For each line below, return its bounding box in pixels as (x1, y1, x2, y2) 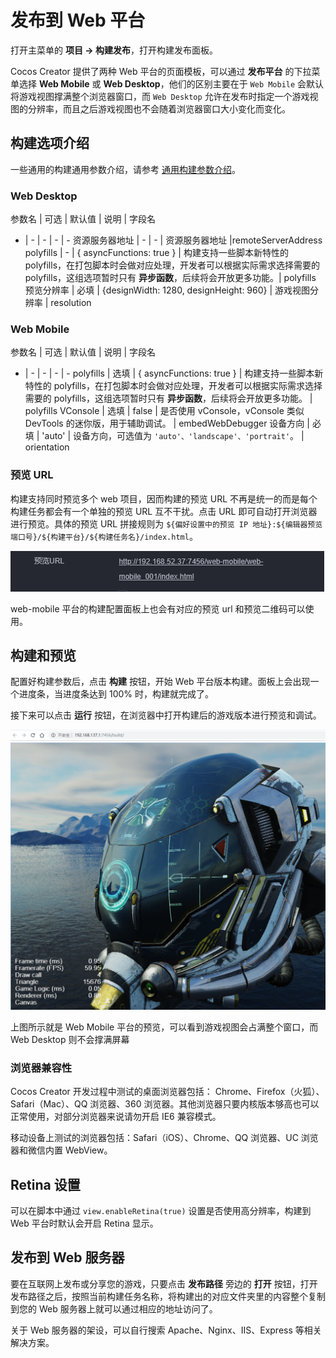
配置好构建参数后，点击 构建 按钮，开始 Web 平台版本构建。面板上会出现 (10, 676, 311, 688)
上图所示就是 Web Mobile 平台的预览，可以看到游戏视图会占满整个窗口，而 (10, 1021, 319, 1033)
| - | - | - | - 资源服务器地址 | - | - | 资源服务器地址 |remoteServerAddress (24, 234, 323, 246)
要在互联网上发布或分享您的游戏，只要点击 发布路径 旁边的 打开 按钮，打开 (10, 1277, 318, 1290)
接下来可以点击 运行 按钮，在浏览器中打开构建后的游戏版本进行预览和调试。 (10, 709, 322, 721)
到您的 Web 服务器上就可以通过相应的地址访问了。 (10, 1302, 218, 1315)
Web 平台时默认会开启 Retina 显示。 (10, 1217, 159, 1229)
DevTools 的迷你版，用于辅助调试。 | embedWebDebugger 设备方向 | (24, 417, 310, 430)
